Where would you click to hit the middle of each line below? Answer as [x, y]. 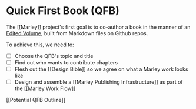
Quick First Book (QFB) [63, 11]
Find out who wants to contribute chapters [66, 62]
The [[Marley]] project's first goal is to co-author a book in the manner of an [98, 27]
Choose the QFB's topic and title [54, 56]
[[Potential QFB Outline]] [36, 100]
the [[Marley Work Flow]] [45, 88]
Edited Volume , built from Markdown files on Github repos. [77, 33]
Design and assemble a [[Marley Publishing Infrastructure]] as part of [99, 82]
